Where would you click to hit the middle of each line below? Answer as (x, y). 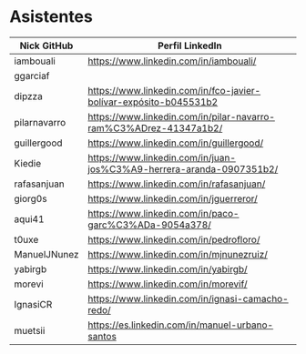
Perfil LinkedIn (190, 46)
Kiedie (28, 163)
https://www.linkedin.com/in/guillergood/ (176, 143)
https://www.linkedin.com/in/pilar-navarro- (182, 116)
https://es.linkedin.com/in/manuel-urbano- (181, 325)
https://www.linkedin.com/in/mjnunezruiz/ (178, 254)
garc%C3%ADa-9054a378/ (150, 225)
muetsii (30, 330)
